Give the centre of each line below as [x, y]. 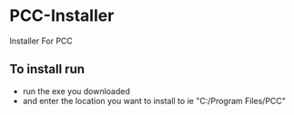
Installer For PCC [41, 41]
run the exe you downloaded [76, 91]
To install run [47, 69]
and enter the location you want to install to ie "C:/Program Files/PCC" [154, 101]
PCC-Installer [62, 16]
